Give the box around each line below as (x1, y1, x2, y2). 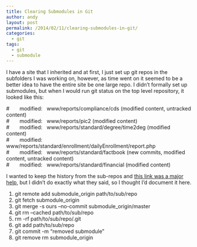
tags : (6, 42, 19, 48)
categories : (6, 31, 35, 36)
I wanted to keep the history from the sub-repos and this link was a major (6, 172, 183, 179)
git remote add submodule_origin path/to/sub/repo (14, 190, 138, 197)
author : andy (6, 14, 38, 20)
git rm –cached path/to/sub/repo (14, 209, 94, 216)
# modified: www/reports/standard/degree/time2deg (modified (6, 123, 171, 131)
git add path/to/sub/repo (14, 221, 75, 228)
